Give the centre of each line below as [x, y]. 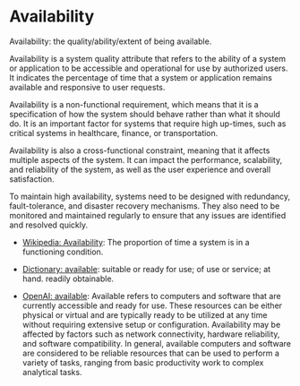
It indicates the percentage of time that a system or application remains [141, 77]
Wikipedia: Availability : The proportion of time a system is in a [136, 242]
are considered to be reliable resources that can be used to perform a [150, 353]
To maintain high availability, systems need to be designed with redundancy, [150, 196]
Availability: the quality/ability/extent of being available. [111, 41]
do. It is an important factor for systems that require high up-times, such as [148, 124]
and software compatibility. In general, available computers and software [156, 343]
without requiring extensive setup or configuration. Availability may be [151, 324]
